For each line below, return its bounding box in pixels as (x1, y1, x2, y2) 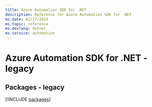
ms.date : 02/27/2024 (5, 17, 49, 22)
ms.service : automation (5, 31, 55, 36)
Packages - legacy (5, 83, 64, 91)
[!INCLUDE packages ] (5, 96, 51, 102)
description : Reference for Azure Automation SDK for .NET (5, 12, 132, 17)
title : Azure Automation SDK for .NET (5, 7, 87, 13)
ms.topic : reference (5, 21, 49, 27)
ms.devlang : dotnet (5, 26, 46, 31)
